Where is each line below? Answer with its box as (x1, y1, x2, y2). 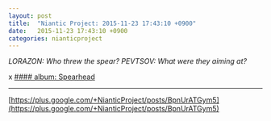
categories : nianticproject (8, 34, 103, 43)
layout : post (8, 11, 52, 20)
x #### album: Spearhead (8, 72, 95, 81)
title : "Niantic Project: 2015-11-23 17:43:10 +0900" (8, 19, 197, 27)
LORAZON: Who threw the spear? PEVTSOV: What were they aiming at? (8, 56, 248, 66)
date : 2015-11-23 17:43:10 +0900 (8, 27, 128, 35)
